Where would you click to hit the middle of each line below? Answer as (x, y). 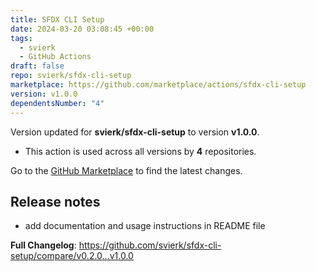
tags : (21, 38)
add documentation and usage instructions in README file (145, 226)
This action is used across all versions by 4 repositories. (140, 151)
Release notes (55, 201)
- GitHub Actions (55, 57)
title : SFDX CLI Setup (57, 19)
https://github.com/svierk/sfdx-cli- (150, 245)
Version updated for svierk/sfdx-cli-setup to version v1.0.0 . (135, 132)
